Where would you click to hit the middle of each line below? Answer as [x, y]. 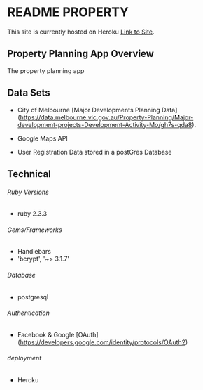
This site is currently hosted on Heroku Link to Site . [81, 32]
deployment [24, 358]
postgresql [33, 297]
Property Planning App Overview [80, 54]
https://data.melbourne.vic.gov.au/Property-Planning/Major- [107, 117]
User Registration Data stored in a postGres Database [94, 152]
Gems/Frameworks [35, 230]
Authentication [29, 313]
